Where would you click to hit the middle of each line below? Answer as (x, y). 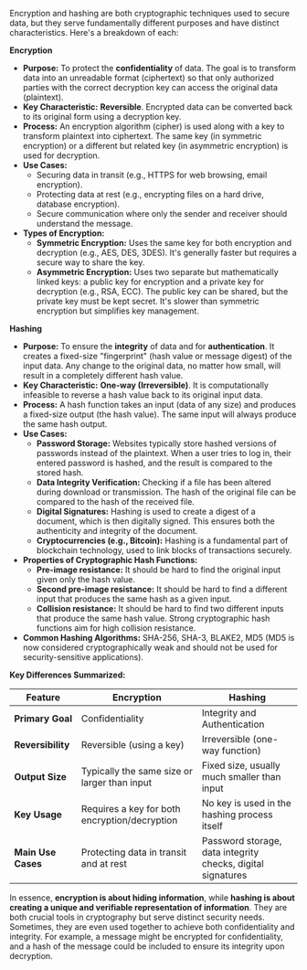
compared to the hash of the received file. (115, 501)
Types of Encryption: (64, 233)
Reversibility (42, 745)
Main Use (35, 852)
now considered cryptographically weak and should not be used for (150, 647)
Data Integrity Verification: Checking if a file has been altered (153, 482)
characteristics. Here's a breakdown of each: (94, 32)
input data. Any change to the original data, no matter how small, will (152, 366)
